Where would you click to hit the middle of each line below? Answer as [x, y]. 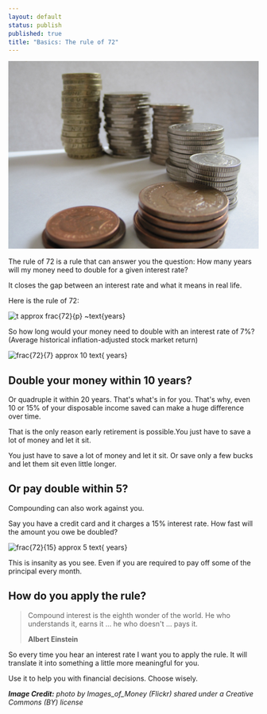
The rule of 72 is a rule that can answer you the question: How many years [130, 261]
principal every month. [45, 571]
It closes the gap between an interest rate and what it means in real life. [125, 285]
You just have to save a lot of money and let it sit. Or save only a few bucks [131, 456]
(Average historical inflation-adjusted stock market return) [103, 340]
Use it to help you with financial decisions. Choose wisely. [103, 678]
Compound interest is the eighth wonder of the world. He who [129, 615]
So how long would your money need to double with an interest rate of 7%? [132, 332]
